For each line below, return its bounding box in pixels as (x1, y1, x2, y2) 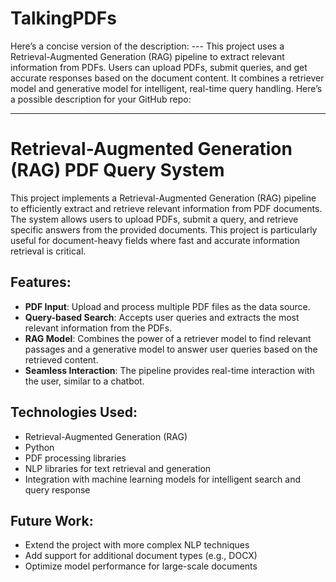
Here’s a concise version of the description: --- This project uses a (10, 40, 285, 52)
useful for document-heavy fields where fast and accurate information (10, 234, 300, 246)
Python (24, 441, 55, 453)
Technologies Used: (10, 404, 138, 421)
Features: (10, 274, 72, 291)
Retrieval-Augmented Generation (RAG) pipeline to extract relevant (10, 50, 285, 62)
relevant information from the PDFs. (24, 322, 173, 334)
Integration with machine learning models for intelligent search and (24, 473, 301, 485)
